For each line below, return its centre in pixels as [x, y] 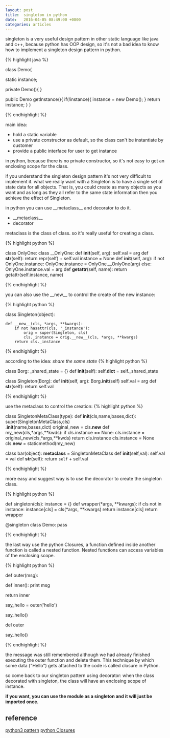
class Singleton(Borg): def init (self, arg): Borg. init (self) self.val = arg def [81, 381]
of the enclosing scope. [30, 556]
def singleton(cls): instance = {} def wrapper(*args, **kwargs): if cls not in [83, 504]
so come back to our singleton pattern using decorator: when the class [80, 676]
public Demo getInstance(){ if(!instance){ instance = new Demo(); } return [83, 99]
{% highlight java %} [27, 60]
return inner [18, 595]
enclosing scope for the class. [37, 166]
